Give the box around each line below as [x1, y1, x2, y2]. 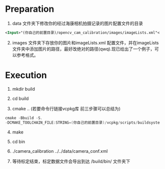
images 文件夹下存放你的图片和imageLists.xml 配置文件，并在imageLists [12, 39, 159, 45]
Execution [5, 70, 47, 81]
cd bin [12, 138, 26, 144]
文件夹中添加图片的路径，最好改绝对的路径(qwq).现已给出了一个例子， [12, 46, 155, 52]
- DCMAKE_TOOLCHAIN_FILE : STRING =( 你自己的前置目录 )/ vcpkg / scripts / [5, 120, 138, 125]
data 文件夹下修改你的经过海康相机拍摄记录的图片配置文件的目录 [12, 20, 143, 26]
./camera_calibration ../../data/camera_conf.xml [12, 148, 108, 154]
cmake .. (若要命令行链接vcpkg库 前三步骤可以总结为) [12, 105, 121, 111]
